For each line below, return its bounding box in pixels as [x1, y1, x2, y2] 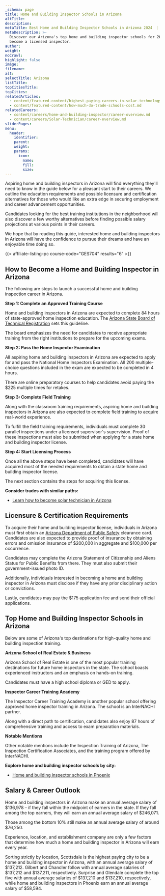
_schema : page [5, 7, 34, 12]
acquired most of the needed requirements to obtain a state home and [5, 464, 147, 470]
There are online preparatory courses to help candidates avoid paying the [5, 379, 154, 386]
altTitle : [5, 16, 26, 21]
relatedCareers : [5, 108, 38, 113]
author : [5, 44, 21, 49]
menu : [5, 126, 16, 131]
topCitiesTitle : [5, 84, 38, 90]
